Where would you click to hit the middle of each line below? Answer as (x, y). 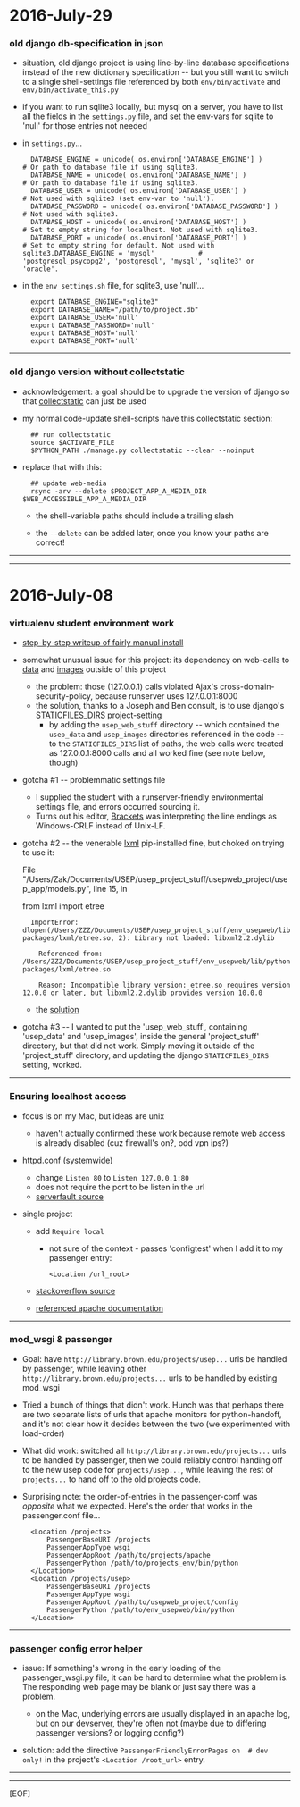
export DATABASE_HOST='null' (85, 333)
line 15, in (110, 889)
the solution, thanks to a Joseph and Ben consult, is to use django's (160, 706)
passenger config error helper (76, 1648)
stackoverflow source (75, 1290)
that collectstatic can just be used (84, 401)
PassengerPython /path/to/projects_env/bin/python (142, 1563)
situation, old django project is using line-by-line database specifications (156, 63)
